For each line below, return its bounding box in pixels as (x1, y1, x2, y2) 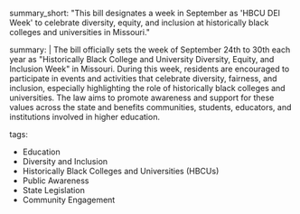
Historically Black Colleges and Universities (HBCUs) (22, 166, 220, 176)
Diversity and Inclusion (22, 156, 108, 166)
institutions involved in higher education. (9, 112, 161, 122)
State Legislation (22, 185, 86, 195)
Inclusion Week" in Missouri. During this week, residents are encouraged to (9, 63, 290, 74)
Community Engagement (22, 194, 116, 205)
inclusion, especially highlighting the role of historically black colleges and (9, 83, 286, 93)
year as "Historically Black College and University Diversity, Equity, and (9, 54, 275, 64)
